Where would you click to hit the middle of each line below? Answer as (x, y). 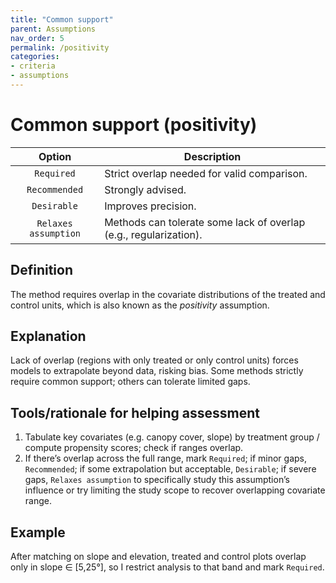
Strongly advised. (145, 189)
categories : (35, 57)
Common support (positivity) (134, 125)
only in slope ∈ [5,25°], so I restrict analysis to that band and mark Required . (167, 567)
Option (55, 156)
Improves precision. (150, 206)
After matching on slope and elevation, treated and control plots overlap (158, 557)
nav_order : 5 (37, 38)
